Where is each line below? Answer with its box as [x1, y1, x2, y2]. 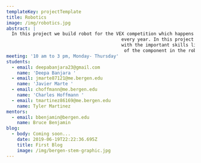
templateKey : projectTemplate [6, 8, 82, 15]
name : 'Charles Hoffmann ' [17, 92, 84, 98]
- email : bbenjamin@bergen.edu [11, 114, 90, 120]
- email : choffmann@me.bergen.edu [11, 87, 98, 93]
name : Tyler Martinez [17, 103, 71, 109]
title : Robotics [6, 14, 47, 20]
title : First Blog [17, 142, 63, 148]
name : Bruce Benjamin [17, 120, 71, 126]
